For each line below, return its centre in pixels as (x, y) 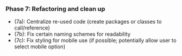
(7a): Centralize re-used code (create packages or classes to (88, 22)
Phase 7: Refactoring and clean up (55, 9)
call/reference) (32, 28)
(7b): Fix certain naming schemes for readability (72, 34)
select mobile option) (40, 47)
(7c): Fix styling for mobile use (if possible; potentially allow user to (95, 41)
